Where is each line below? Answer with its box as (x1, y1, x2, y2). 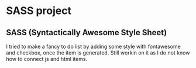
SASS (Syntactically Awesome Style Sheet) (6, 28, 167, 38)
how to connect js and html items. (6, 56, 88, 62)
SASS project (6, 4, 72, 18)
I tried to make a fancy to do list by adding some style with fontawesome (6, 43, 181, 50)
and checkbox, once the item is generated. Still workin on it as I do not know (6, 49, 190, 56)
